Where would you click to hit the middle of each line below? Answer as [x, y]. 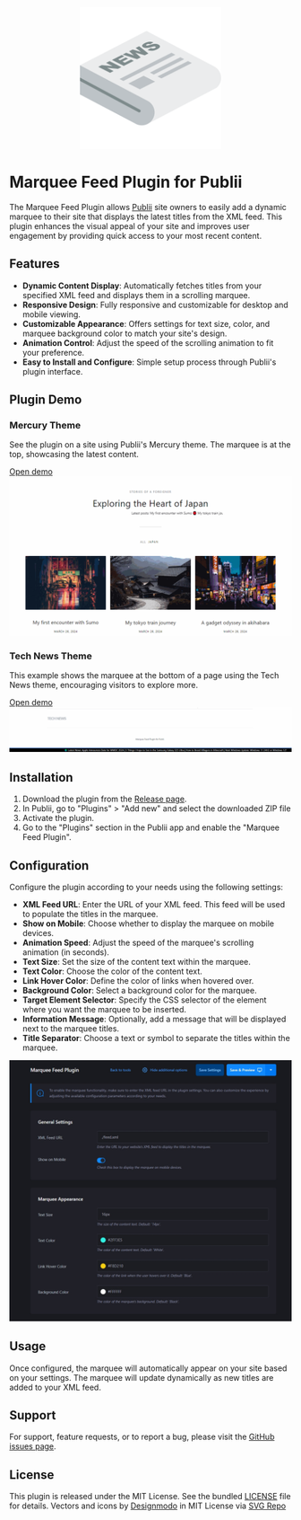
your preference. [53, 352]
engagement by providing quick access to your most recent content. [136, 235]
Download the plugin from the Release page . [104, 799]
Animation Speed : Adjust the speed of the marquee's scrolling [138, 943]
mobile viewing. [51, 314]
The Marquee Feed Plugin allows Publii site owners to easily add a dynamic [148, 207]
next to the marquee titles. [70, 1029]
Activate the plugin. [58, 818]
